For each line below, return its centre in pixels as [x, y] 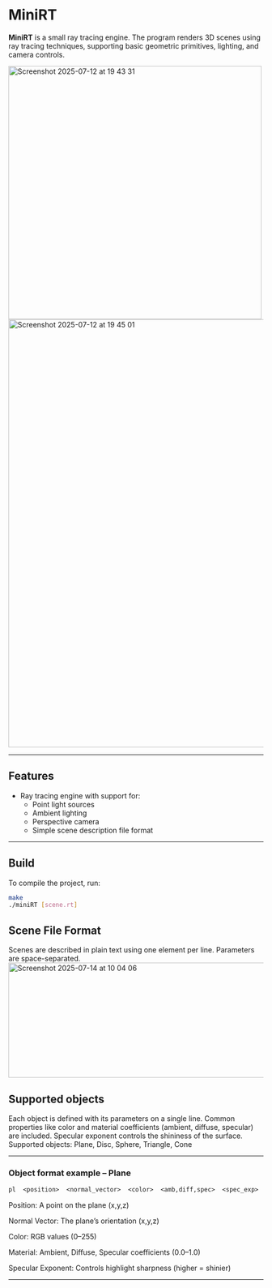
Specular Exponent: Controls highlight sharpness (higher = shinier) [120, 1268]
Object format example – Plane [70, 1173]
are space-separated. [45, 959]
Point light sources [63, 804]
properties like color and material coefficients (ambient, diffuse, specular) [131, 1127]
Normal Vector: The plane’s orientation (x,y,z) [84, 1221]
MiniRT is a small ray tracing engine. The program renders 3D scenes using [135, 37]
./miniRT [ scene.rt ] [43, 905]
